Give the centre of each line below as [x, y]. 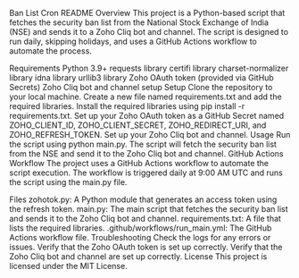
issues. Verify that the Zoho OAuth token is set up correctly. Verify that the [146, 247]
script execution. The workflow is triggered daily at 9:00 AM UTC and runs [146, 173]
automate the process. [50, 51]
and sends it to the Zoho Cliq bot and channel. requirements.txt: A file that [145, 219]
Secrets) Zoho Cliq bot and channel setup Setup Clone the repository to [141, 87]
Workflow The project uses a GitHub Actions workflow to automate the [139, 163]
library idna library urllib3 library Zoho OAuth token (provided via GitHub [141, 78]
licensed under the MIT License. [68, 266]
